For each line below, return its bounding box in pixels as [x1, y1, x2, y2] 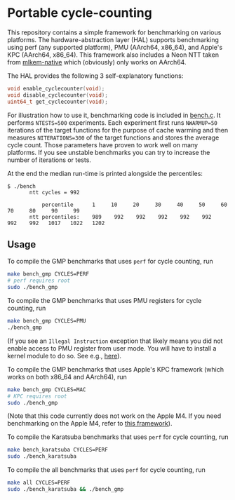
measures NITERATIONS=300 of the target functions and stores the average [7, 133, 220, 142]
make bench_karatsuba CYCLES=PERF [7, 447, 109, 454]
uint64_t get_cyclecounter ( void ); [7, 98, 109, 105]
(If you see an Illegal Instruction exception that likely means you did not [7, 337, 223, 345]
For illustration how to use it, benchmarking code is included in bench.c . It [7, 111, 221, 119]
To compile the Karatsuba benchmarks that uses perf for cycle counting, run [7, 433, 229, 441]
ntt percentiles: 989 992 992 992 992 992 [29, 213, 212, 220]
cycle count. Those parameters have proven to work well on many [7, 140, 199, 149]
